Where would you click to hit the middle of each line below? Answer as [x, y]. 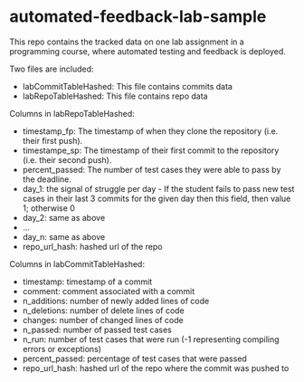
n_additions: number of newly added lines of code [116, 301]
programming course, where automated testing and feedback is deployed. [148, 51]
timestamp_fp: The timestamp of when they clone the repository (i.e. [150, 131]
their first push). [52, 140]
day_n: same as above [64, 236]
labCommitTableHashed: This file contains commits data [128, 86]
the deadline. [47, 179]
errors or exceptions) [62, 349]
